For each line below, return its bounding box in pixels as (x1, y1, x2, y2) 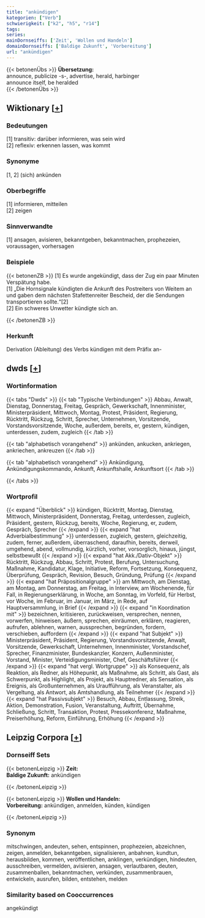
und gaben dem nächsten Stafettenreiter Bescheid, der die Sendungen (6, 291, 185, 299)
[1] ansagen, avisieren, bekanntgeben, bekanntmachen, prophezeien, (6, 236, 181, 243)
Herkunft (6, 332, 34, 340)
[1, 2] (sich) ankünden (6, 171, 61, 178)
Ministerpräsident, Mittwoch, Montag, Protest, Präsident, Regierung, (6, 408, 178, 416)
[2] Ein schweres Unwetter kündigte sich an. (6, 304, 118, 312)
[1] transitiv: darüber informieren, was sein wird (6, 136, 125, 143)
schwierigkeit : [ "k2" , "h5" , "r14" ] (6, 20, 100, 26)
